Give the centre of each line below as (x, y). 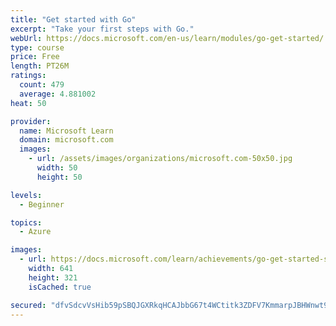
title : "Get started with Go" (73, 19)
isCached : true (60, 287)
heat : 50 (28, 103)
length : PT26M (40, 66)
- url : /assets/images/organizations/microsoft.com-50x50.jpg (160, 159)
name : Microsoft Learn (66, 131)
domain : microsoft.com (66, 140)
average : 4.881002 (58, 94)
